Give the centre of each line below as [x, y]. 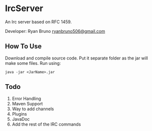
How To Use [23, 46]
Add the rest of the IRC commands [46, 124]
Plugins [20, 114]
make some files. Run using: [33, 63]
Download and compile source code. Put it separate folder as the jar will [76, 58]
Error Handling [27, 98]
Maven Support [27, 103]
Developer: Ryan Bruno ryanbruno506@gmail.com [55, 31]
